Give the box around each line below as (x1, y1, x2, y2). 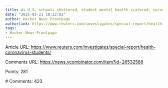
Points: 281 (5, 69, 28, 75)
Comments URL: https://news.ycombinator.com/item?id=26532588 (5, 59, 143, 65)
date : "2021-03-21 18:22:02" (5, 12, 66, 17)
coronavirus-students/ (5, 49, 51, 55)
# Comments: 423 (5, 78, 42, 84)
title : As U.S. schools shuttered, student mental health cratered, (5, 7, 151, 12)
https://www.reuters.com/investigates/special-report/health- (30, 44, 156, 50)
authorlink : (5, 21, 30, 26)
